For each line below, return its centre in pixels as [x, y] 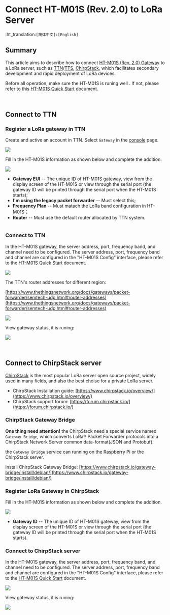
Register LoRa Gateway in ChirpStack [52, 491]
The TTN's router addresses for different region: [56, 282]
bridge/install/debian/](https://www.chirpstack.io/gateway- [67, 472]
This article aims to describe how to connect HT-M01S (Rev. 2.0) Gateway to [85, 63]
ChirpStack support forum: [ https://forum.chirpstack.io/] [71, 401]
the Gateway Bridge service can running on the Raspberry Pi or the [75, 452]
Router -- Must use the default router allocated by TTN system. [79, 218]
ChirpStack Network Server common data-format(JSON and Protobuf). [79, 442]
